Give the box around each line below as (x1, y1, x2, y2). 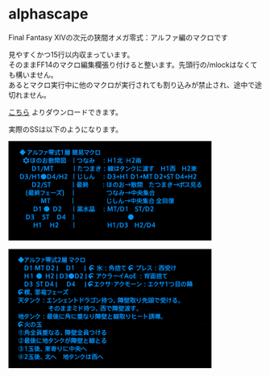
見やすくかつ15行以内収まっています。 (8, 49, 135, 59)
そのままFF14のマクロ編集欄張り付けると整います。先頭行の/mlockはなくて (8, 60, 258, 69)
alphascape (8, 5, 89, 23)
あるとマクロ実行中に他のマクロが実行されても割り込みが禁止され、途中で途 (8, 80, 263, 90)
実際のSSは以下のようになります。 (8, 124, 123, 134)
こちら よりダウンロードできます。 (8, 107, 123, 117)
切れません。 (8, 90, 51, 99)
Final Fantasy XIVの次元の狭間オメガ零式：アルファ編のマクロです (8, 32, 228, 42)
